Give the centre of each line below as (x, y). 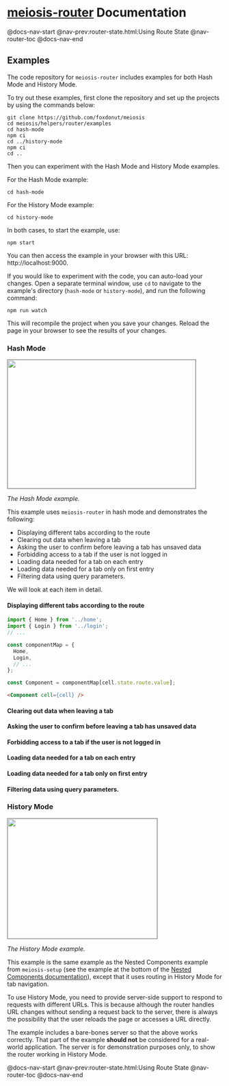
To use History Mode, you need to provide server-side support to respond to (115, 997)
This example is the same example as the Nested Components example (108, 962)
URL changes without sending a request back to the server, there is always (112, 1012)
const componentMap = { (41, 645)
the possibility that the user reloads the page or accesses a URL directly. (109, 1019)
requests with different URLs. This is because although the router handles (111, 1004)
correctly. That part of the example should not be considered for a (101, 1039)
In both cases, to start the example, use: (64, 230)
